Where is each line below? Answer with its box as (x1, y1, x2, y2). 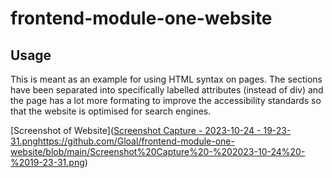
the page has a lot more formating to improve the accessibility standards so (10, 95, 322, 106)
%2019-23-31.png (10, 157, 85, 168)
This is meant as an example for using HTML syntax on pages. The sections (10, 73, 323, 85)
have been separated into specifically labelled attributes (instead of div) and (10, 84, 324, 96)
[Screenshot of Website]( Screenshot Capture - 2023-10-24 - (10, 125, 262, 136)
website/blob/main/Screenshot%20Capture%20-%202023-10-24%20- (10, 146, 306, 157)
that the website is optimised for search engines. (10, 105, 212, 117)
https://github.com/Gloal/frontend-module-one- (37, 135, 235, 147)
